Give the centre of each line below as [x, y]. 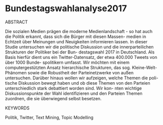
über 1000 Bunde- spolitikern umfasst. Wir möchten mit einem [67, 62]
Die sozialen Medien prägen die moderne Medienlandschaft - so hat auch [79, 31]
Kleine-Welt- [145, 67]
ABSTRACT [17, 22]
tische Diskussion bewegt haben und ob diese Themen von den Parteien [78, 83]
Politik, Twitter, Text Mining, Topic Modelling [49, 117]
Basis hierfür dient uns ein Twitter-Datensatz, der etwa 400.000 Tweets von [81, 57]
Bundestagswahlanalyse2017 [66, 9]
